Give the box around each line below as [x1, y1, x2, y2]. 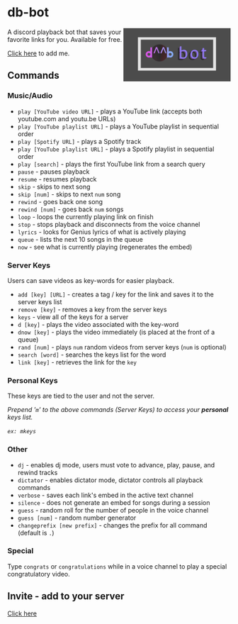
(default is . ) [17, 528, 55, 537]
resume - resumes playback [17, 174, 97, 183]
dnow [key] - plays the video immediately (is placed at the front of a [17, 328, 215, 336]
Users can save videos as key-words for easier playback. [7, 276, 175, 284]
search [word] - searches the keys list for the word [17, 350, 166, 359]
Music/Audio [7, 91, 53, 101]
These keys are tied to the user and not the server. [7, 391, 154, 401]
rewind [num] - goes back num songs [17, 205, 124, 213]
